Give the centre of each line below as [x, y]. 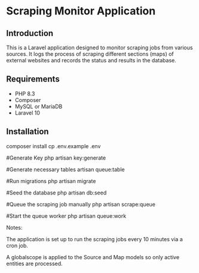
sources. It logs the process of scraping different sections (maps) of [90, 54]
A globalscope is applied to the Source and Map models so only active [93, 257]
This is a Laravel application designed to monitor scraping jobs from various [99, 47]
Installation [27, 132]
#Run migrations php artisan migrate [51, 181]
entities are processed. [34, 263]
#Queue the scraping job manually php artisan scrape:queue [81, 204]
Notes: [14, 227]
